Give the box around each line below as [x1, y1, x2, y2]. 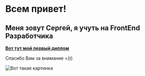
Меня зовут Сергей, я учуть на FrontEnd [5, 24, 140, 32]
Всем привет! [5, 3, 67, 15]
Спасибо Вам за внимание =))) [5, 55, 73, 61]
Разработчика [5, 31, 53, 40]
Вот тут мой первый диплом [5, 45, 69, 51]
